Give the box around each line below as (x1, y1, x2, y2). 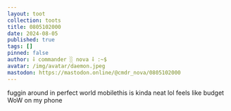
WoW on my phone (7, 96, 63, 104)
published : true (7, 37, 55, 44)
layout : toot (7, 10, 46, 18)
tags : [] (7, 43, 33, 50)
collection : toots (7, 17, 61, 24)
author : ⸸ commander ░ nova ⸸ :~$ (7, 56, 107, 63)
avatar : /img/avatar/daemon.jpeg (7, 63, 106, 70)
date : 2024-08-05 (7, 30, 58, 37)
